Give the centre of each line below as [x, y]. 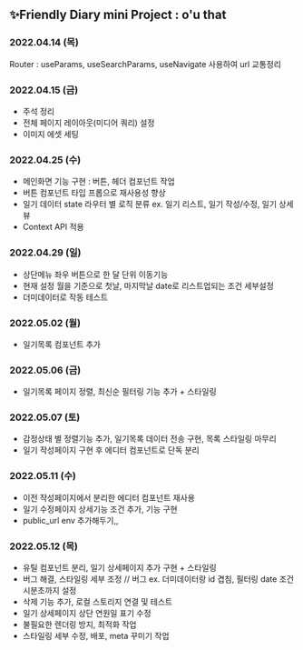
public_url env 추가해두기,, [70, 520]
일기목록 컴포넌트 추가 [62, 344]
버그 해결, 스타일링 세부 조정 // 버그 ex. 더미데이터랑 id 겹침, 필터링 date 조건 [158, 579]
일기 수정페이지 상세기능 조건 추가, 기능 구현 [100, 509]
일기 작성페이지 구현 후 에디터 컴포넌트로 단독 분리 [111, 450]
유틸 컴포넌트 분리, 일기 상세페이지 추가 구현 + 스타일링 [119, 568]
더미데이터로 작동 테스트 [65, 297]
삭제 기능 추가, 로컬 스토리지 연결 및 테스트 [98, 602]
